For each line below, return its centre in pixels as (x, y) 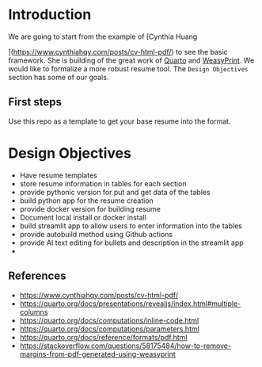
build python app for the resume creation (87, 201)
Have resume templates (58, 175)
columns (34, 312)
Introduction (50, 15)
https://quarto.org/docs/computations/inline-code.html (109, 320)
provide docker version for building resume (90, 208)
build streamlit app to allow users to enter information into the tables (131, 226)
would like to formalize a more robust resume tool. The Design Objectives (128, 68)
